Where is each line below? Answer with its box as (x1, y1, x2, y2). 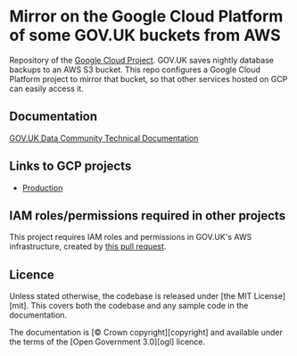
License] (253, 291, 285, 302)
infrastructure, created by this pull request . (9, 241, 167, 252)
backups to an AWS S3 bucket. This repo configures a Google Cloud (9, 64, 261, 75)
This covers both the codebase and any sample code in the (30, 301, 249, 311)
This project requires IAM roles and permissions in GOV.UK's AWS (9, 232, 252, 243)
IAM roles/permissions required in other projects (9, 208, 286, 223)
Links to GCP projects (9, 159, 132, 174)
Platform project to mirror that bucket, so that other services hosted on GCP (9, 73, 288, 84)
